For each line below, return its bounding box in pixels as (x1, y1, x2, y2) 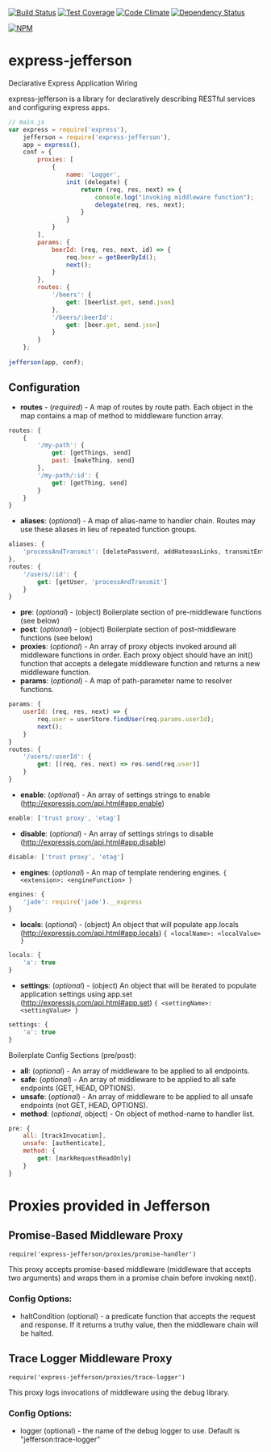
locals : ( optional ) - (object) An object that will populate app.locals (19, 920, 240, 930)
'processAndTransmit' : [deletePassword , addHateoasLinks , (23, 548, 222, 556)
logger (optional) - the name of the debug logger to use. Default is (19, 1426, 240, 1436)
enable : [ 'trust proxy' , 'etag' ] (8, 814, 121, 822)
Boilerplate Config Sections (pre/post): (8, 1050, 137, 1060)
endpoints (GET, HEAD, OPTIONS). (19, 1083, 135, 1093)
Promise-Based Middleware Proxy (8, 1228, 184, 1243)
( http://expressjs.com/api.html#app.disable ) (19, 837, 167, 847)
